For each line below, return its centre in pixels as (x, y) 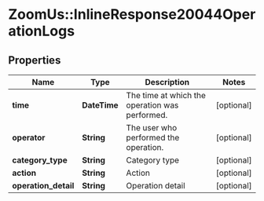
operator (29, 137)
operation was (152, 105)
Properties (35, 60)
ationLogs (42, 31)
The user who (152, 128)
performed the (153, 137)
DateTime (101, 105)
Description (167, 82)
